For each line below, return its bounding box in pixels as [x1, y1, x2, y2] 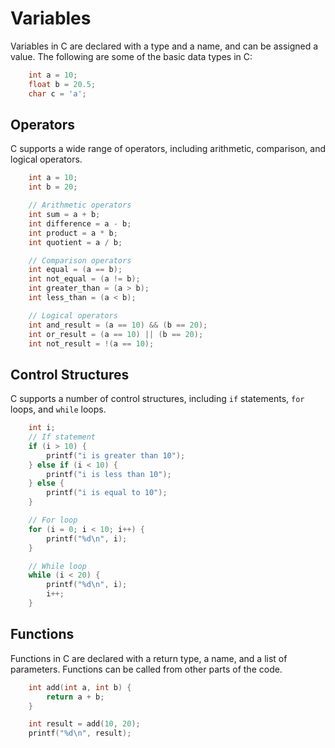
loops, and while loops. [10, 403, 107, 416]
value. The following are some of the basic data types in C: [10, 50, 253, 62]
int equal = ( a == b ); [28, 265, 123, 275]
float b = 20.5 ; [28, 79, 97, 89]
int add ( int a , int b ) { [28, 682, 132, 692]
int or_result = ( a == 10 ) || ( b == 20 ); [28, 329, 204, 339]
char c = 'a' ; [28, 88, 87, 99]
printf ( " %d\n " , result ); [28, 728, 132, 739]
